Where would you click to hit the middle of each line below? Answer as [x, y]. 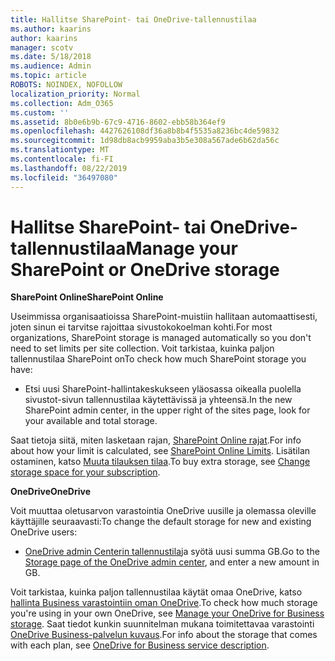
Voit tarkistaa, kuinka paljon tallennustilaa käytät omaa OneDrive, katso [156, 592]
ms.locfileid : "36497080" [64, 177]
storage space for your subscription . [85, 472]
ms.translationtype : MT [60, 150]
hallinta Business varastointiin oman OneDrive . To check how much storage [164, 603]
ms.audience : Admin [51, 66]
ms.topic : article [48, 76]
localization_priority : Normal [75, 94]
